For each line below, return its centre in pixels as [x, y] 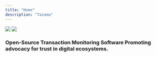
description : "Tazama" [29, 15]
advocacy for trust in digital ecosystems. [57, 49]
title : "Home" [20, 10]
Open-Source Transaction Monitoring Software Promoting [78, 42]
